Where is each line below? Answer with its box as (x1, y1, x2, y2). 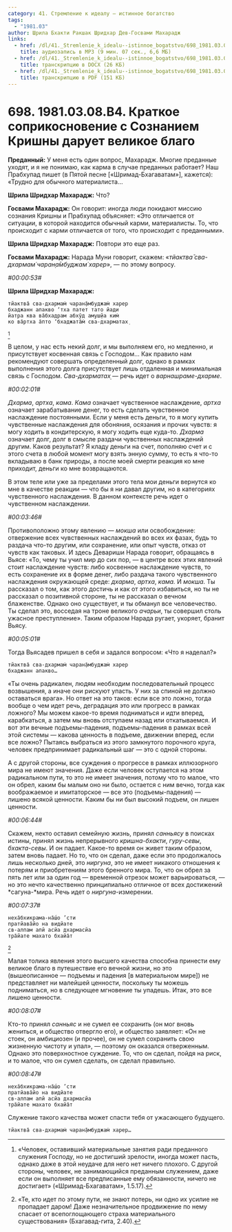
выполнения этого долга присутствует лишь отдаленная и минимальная (8, 364, 222, 373)
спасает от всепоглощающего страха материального (17, 1210, 176, 1218)
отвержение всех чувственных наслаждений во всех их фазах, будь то (8, 534, 218, 542)
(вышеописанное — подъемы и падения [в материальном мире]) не (8, 972, 209, 980)
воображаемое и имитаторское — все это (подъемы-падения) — (8, 788, 202, 796)
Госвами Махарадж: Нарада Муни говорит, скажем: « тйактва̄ (8, 253, 193, 262)
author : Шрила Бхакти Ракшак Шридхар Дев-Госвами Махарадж (8, 29, 181, 36)
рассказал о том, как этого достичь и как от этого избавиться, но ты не (8, 585, 220, 593)
